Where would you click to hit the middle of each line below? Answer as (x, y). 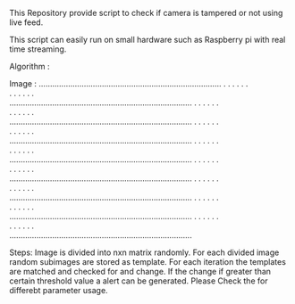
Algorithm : (29, 66)
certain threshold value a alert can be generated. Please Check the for (139, 281)
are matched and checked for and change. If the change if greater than (140, 271)
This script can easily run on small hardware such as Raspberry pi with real (147, 40)
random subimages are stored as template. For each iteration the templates (147, 262)
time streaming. (38, 49)
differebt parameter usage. (59, 290)
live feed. (26, 22)
